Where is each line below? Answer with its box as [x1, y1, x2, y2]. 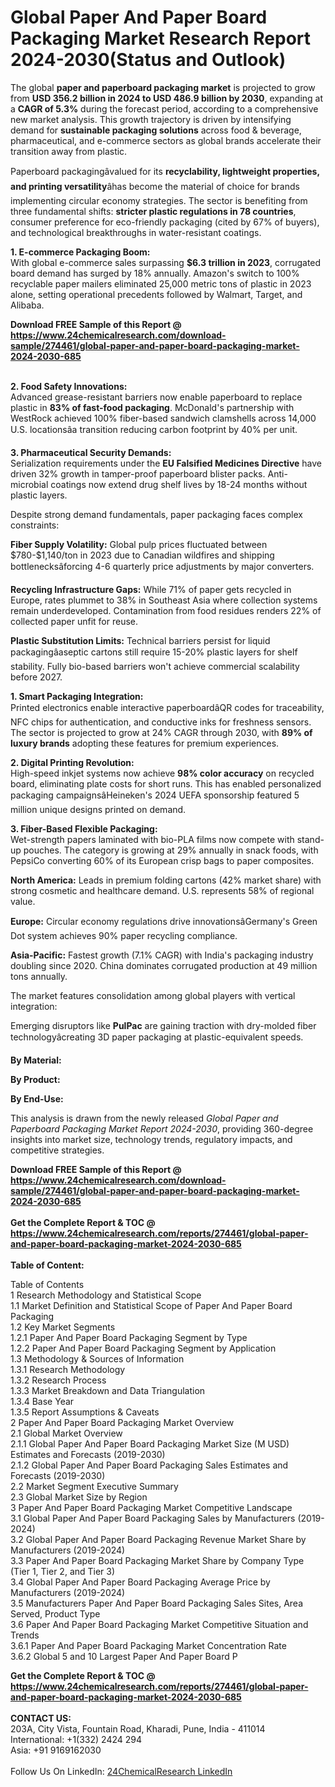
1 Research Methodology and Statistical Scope [10, 1289, 202, 1301]
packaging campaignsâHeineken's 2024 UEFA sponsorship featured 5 [10, 789, 300, 801]
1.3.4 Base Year [10, 1395, 75, 1407]
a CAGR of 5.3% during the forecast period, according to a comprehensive [10, 102, 319, 115]
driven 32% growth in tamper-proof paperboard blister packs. [10, 467, 266, 480]
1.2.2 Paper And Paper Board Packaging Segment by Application [10, 1342, 277, 1354]
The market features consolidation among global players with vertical [10, 989, 296, 1001]
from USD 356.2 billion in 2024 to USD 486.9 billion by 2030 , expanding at [10, 92, 324, 104]
